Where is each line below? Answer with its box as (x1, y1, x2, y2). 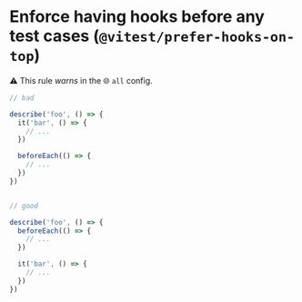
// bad (9, 93, 35, 102)
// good (9, 201, 39, 210)
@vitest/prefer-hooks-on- (98, 29, 296, 46)
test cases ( (9, 25, 100, 46)
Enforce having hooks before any (9, 6, 266, 27)
